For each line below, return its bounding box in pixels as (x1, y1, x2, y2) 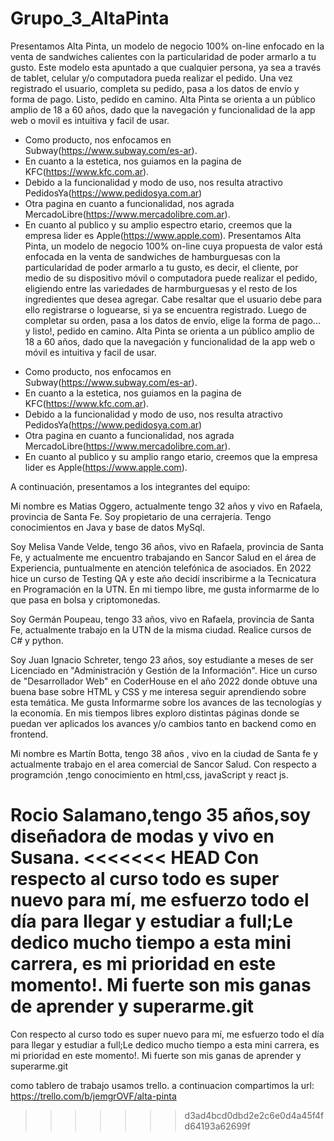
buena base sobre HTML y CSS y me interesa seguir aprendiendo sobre (10, 685, 307, 697)
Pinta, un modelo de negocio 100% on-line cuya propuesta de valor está (24, 240, 323, 252)
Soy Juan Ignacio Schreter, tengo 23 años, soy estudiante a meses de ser (10, 653, 314, 666)
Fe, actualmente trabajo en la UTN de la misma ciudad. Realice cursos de (10, 623, 312, 636)
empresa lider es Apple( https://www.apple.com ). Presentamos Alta (24, 229, 302, 241)
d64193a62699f (184, 1120, 251, 1132)
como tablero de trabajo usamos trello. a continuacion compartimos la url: (10, 1079, 315, 1091)
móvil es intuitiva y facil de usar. (24, 346, 157, 358)
